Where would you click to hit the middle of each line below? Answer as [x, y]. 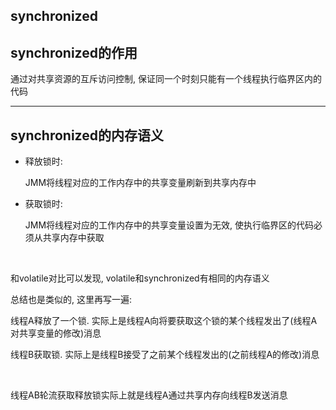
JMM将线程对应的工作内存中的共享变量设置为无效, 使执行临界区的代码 [169, 225]
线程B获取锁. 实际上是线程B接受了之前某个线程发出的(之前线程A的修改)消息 [165, 355]
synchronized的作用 [74, 52]
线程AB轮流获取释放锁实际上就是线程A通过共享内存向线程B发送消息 [149, 395]
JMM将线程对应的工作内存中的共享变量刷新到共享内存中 [140, 183]
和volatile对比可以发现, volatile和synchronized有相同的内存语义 [140, 278]
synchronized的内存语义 [87, 135]
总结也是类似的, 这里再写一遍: [71, 300]
